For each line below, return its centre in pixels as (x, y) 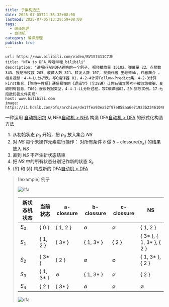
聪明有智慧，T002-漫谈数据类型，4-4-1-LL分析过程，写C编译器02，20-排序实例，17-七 (84, 89)
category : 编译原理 (24, 38)
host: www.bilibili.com (30, 98)
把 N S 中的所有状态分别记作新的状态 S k (53, 162)
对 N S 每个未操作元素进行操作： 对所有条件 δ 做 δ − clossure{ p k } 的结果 (87, 142)
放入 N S (21, 149)
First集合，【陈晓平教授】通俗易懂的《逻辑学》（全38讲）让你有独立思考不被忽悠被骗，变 (84, 83)
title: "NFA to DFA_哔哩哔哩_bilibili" (46, 62)
